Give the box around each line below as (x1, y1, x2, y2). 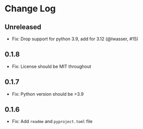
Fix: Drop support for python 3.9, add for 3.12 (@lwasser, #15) (11, 36, 139, 42)
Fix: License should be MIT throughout (11, 63, 92, 69)
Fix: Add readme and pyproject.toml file (11, 119, 93, 125)
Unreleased (4, 23, 42, 31)
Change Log (4, 3, 56, 14)
